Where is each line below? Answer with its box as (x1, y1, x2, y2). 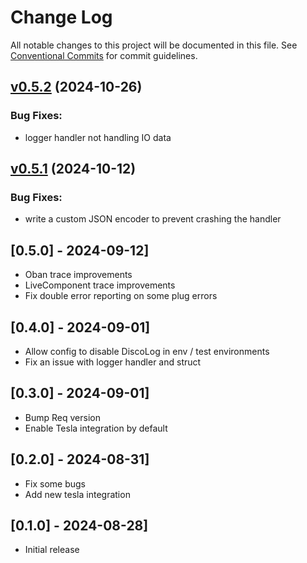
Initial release (24, 544, 80, 556)
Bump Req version (24, 411, 101, 423)
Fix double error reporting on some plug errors (24, 290, 218, 302)
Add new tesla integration (24, 488, 131, 500)
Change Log (10, 6, 113, 29)
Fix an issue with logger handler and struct (24, 356, 202, 368)
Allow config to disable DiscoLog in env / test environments (24, 345, 270, 357)
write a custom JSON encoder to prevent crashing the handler (24, 213, 282, 225)
